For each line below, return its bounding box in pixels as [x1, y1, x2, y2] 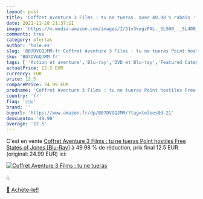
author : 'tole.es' [6, 43, 53, 49]
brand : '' [6, 104, 31, 110]
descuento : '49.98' [6, 115, 56, 121]
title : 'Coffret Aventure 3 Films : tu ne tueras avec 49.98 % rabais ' [6, 14, 196, 21]
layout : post [6, 8, 39, 15]
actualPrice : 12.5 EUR [6, 65, 63, 71]
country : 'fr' [6, 93, 42, 99]
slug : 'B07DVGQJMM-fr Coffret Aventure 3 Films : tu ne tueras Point [6, 48, 185, 54]
